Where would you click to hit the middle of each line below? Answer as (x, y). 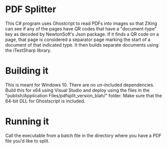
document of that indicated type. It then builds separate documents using (82, 45)
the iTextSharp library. (28, 50)
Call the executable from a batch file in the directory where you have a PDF (83, 135)
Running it (27, 121)
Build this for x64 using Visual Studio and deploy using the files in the (78, 90)
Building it (27, 71)
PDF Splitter (31, 9)
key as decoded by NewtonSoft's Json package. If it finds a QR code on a (82, 34)
